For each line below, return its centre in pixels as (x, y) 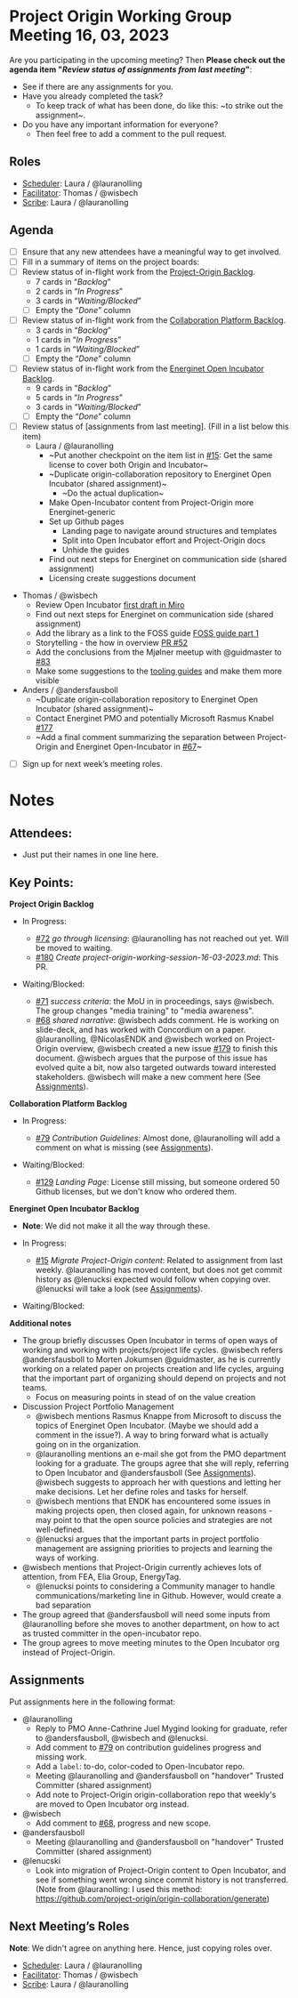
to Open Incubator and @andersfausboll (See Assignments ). (145, 1473)
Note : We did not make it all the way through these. (116, 1226)
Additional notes (40, 1323)
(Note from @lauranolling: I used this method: (119, 1889)
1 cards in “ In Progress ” (78, 339)
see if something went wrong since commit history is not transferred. (162, 1880)
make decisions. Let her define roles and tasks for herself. (142, 1491)
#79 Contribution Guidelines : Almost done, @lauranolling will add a (158, 1138)
